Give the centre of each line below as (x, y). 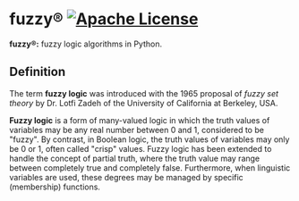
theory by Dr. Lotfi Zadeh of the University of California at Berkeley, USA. (144, 103)
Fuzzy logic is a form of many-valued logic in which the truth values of (140, 120)
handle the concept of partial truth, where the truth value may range (135, 158)
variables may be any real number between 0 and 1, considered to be (137, 130)
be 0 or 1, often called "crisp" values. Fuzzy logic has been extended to (141, 148)
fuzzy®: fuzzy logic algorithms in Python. (86, 44)
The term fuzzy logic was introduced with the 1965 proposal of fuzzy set (144, 93)
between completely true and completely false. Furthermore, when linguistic (150, 167)
